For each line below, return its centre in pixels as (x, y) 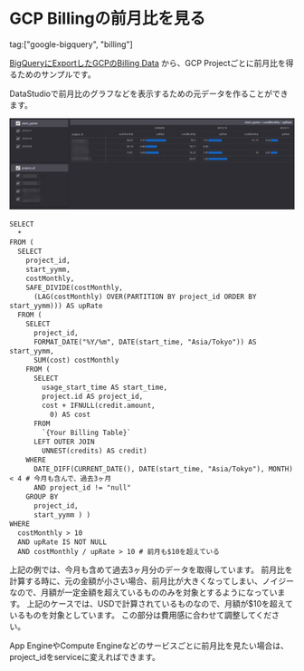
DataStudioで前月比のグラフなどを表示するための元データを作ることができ (149, 93)
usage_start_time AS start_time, (105, 388)
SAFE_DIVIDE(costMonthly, (75, 288)
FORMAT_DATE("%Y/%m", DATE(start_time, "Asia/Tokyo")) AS (145, 342)
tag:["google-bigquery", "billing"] (71, 44)
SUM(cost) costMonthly (76, 360)
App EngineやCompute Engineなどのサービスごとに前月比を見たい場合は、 (149, 646)
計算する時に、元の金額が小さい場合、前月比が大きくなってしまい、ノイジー (152, 581)
